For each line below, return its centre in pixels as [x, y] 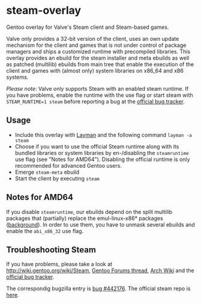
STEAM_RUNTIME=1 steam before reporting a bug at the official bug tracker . [95, 101]
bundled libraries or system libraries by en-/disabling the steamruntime [102, 153]
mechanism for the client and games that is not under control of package [96, 45]
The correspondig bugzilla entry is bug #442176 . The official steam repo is [98, 288]
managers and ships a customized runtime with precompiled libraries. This [98, 51]
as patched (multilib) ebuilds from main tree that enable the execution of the [100, 64]
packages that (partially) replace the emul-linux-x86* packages [85, 218]
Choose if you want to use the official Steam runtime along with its [97, 146]
